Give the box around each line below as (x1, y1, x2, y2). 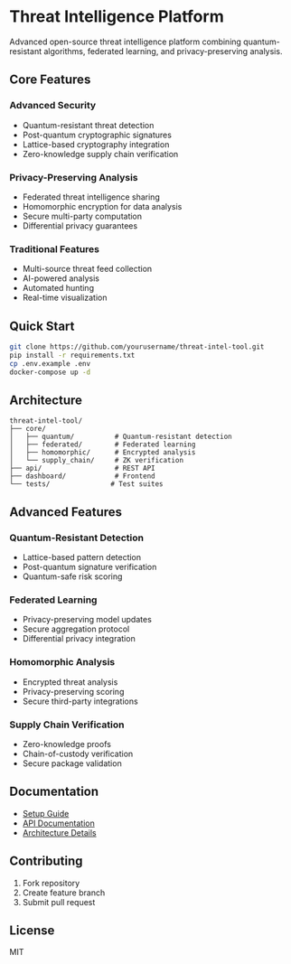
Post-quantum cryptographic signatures (22, 129, 172, 140)
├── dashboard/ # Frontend (9, 472, 155, 481)
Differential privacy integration (22, 633, 136, 644)
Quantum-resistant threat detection (22, 119, 155, 130)
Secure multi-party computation (22, 211, 143, 221)
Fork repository (22, 877, 80, 888)
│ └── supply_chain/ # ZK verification (9, 456, 183, 465)
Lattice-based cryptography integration (22, 138, 170, 150)
